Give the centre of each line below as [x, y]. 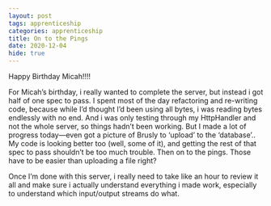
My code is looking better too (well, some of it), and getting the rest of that [133, 143]
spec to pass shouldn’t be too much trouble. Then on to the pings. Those [130, 152]
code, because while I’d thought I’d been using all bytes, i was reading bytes [135, 109]
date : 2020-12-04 [38, 46]
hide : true [27, 53]
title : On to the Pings [49, 38]
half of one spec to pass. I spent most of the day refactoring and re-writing [133, 101]
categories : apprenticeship [56, 31]
